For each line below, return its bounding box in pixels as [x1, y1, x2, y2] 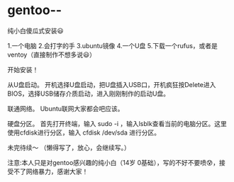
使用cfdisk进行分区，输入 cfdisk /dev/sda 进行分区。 [7, 128, 161, 137]
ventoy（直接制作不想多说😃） [7, 50, 96, 59]
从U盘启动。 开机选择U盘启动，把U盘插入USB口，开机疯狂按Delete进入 [7, 80, 216, 89]
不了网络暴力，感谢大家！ [13, 167, 89, 176]
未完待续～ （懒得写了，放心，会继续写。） [7, 143, 130, 152]
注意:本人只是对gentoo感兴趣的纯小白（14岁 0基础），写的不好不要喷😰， [7, 158, 220, 166]
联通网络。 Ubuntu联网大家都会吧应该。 [7, 104, 124, 113]
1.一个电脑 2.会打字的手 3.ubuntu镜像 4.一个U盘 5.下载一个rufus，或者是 [7, 41, 218, 50]
